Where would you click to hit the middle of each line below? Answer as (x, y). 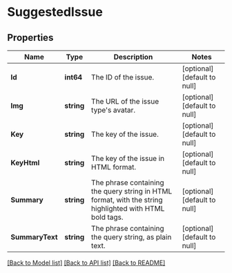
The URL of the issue (125, 101)
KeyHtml (25, 163)
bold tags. (107, 217)
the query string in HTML (132, 191)
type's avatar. (113, 110)
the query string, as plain (131, 237)
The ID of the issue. (123, 77)
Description (133, 57)
